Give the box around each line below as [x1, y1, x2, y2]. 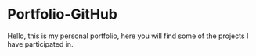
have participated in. [7, 39, 74, 48]
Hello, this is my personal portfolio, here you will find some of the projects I [7, 31, 249, 40]
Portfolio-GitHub [7, 5, 118, 23]
